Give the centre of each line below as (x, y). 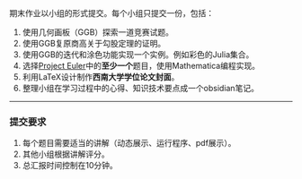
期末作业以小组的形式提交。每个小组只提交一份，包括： (111, 13)
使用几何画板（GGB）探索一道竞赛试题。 (98, 32)
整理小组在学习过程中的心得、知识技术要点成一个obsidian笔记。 (140, 88)
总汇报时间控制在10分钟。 (70, 166)
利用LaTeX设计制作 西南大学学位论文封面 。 (101, 77)
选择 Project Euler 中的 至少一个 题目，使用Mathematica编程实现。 (141, 66)
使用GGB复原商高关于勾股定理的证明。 (94, 43)
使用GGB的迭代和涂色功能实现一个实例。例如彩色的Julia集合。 (138, 55)
